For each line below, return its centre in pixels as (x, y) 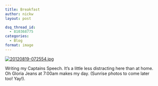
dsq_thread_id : (20, 27)
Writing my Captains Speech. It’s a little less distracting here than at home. (79, 68)
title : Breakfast (23, 9)
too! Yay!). (15, 78)
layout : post (18, 18)
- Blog (16, 41)
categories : (17, 36)
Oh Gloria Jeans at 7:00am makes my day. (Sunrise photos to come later (77, 73)
